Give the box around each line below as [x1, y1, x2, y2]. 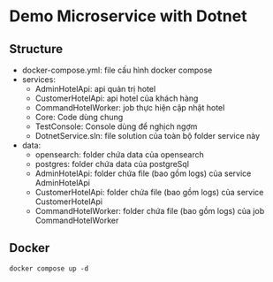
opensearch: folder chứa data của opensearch [34, 149, 205, 160]
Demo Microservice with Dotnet [9, 6, 247, 27]
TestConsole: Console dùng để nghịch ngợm [34, 121, 198, 132]
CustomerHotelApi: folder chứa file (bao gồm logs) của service [34, 187, 264, 197]
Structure [9, 42, 64, 57]
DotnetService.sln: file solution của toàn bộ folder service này [34, 131, 261, 141]
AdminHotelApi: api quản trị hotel [34, 84, 156, 94]
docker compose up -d [9, 263, 89, 273]
